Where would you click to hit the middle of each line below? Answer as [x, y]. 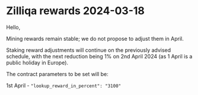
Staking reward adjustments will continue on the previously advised [89, 50]
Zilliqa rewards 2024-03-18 [76, 11]
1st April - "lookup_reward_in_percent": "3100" [64, 85]
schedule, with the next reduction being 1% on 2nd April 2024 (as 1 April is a [99, 56]
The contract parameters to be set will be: [57, 74]
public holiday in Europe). [37, 63]
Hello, [13, 27]
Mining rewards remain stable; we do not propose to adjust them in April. [95, 38]
